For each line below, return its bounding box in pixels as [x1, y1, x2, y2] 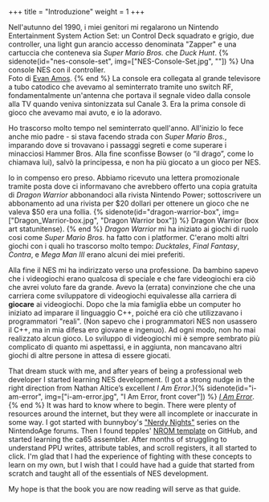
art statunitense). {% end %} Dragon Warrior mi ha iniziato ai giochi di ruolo [8, 224, 259, 234]
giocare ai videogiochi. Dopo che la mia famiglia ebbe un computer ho [8, 300, 241, 308]
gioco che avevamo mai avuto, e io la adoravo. [8, 108, 162, 117]
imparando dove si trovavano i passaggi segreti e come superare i [8, 141, 227, 149]
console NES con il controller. [8, 65, 106, 75]
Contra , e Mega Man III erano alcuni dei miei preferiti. [8, 250, 185, 259]
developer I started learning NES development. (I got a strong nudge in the [8, 375, 255, 384]
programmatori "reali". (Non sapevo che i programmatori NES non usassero [8, 316, 258, 326]
